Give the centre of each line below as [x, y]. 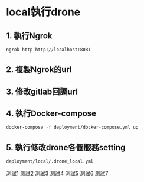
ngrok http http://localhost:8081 [49, 50]
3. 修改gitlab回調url [42, 91]
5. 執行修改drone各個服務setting [66, 147]
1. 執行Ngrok [29, 36]
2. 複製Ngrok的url [39, 69]
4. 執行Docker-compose [51, 114]
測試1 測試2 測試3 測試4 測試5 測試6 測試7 [57, 173]
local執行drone [43, 12]
